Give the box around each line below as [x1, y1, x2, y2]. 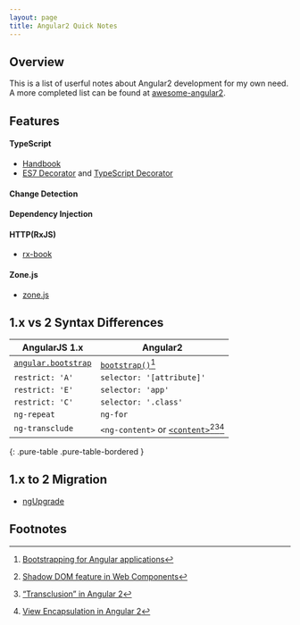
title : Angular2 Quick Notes [9, 21, 118, 30]
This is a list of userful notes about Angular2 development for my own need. [9, 78, 288, 89]
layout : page [9, 12, 58, 22]
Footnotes [9, 521, 67, 537]
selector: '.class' [100, 396, 183, 407]
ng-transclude [13, 423, 74, 434]
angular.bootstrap [13, 358, 92, 369]
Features [9, 113, 60, 129]
